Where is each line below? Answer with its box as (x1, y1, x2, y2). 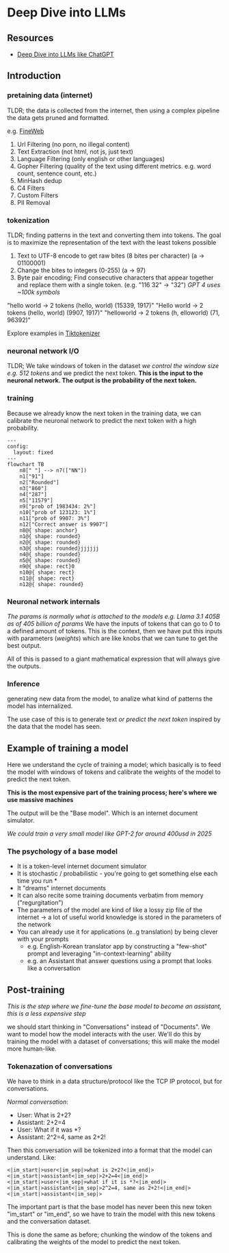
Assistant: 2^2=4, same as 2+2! (16, 1133, 106, 1141)
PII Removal (16, 198, 51, 206)
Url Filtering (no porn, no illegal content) (16, 140, 130, 148)
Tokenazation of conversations (7, 1062, 113, 1071)
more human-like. (7, 1045, 57, 1053)
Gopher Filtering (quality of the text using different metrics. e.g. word (16, 162, 212, 170)
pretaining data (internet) (7, 90, 93, 100)
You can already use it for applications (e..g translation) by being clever (16, 927, 219, 936)
